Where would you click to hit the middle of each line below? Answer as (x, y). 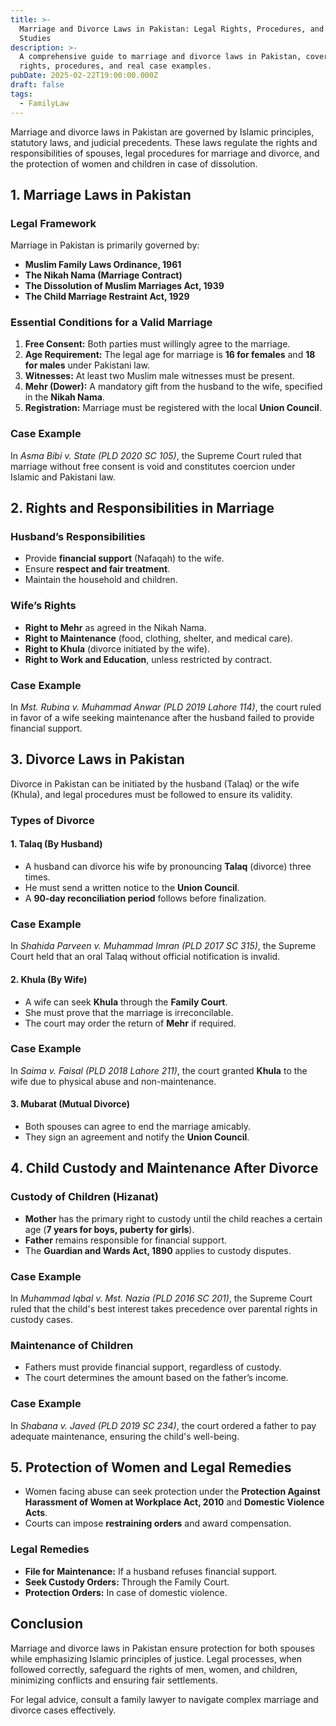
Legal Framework (53, 223)
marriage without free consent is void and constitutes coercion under (153, 466)
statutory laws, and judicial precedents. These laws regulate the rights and (164, 142)
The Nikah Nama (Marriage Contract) (103, 275)
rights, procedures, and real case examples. (116, 66)
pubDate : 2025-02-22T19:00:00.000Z (84, 76)
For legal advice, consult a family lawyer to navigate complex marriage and (164, 1699)
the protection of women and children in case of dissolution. (134, 163)
